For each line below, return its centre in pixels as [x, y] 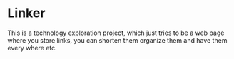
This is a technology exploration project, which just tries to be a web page [116, 33]
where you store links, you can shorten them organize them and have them [117, 40]
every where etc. [32, 48]
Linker [26, 13]
